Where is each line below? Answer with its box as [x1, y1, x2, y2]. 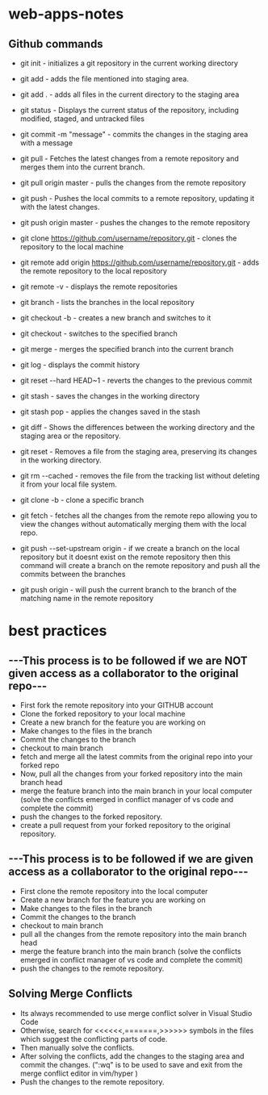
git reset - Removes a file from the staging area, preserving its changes [19, 447, 258, 456]
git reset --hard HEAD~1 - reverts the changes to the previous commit [19, 376, 253, 385]
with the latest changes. [19, 203, 100, 211]
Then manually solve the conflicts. [19, 1043, 135, 1052]
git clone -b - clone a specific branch [19, 495, 144, 504]
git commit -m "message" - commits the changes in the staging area [19, 130, 249, 139]
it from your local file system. [19, 479, 117, 489]
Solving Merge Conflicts [8, 987, 133, 1001]
